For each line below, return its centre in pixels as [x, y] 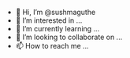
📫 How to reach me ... [52, 46]
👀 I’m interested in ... [49, 20]
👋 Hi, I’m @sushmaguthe [56, 12]
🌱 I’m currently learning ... [58, 29]
